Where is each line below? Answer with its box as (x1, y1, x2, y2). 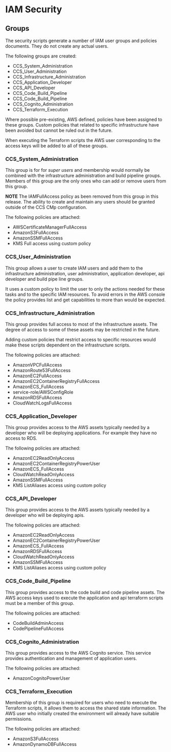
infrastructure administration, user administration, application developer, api (5, 270, 165, 276)
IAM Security (5, 4, 62, 15)
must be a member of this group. (5, 600, 75, 606)
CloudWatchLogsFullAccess (12, 400, 72, 406)
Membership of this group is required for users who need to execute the (5, 700, 157, 706)
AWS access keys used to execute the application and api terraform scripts (5, 595, 163, 601)
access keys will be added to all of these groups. (5, 143, 108, 149)
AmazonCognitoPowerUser (12, 675, 70, 681)
